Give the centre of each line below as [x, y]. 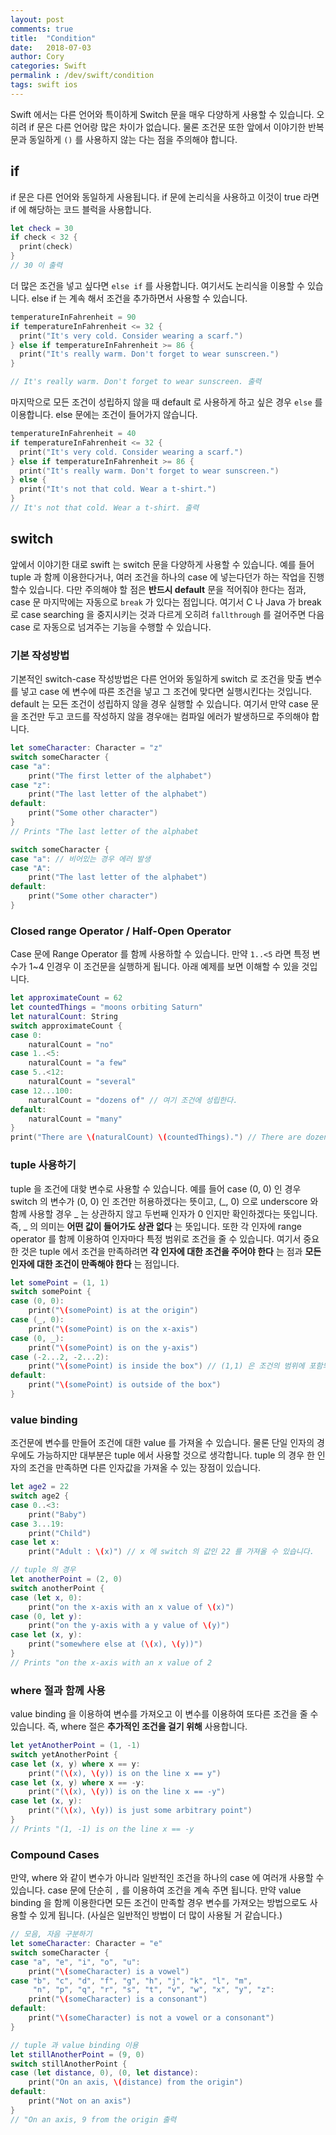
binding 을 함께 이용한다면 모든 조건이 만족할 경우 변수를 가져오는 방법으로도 [159, 1903]
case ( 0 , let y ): [46, 1616]
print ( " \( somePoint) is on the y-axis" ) [113, 1347]
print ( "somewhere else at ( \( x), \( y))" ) [115, 1644]
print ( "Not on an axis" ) [80, 2101]
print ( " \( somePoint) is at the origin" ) [113, 1311]
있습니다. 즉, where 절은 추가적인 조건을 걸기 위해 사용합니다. [129, 1727]
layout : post [37, 19]
